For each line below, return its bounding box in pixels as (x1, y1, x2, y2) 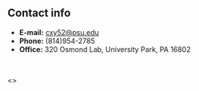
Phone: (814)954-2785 (18, 36, 95, 45)
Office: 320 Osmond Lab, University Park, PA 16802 (18, 44, 191, 54)
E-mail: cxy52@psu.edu (18, 27, 99, 37)
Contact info (7, 6, 71, 20)
